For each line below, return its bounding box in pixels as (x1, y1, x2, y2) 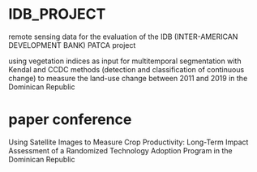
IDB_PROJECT (8, 5, 106, 24)
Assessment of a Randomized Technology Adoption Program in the (8, 145, 233, 155)
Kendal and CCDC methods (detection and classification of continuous (8, 64, 245, 74)
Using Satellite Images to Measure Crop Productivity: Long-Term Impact (8, 137, 249, 147)
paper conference (8, 110, 132, 129)
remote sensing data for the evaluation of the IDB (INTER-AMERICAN (8, 32, 238, 41)
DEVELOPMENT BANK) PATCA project (8, 40, 136, 49)
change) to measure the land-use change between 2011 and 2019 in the (8, 73, 248, 83)
